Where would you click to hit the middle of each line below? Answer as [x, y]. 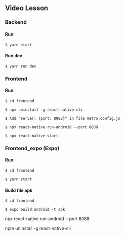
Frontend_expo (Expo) [32, 148]
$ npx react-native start [32, 136]
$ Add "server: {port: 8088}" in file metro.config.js [63, 118]
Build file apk [19, 190]
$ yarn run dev [21, 66]
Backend [16, 22]
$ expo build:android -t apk [35, 210]
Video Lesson [27, 8]
